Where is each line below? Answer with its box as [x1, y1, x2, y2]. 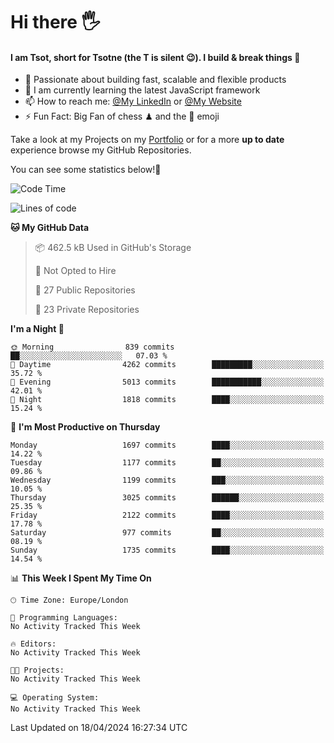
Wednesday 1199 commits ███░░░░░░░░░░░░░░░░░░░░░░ [10, 475, 325, 486]
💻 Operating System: [10, 693, 100, 703]
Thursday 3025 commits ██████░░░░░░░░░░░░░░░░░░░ [10, 493, 325, 503]
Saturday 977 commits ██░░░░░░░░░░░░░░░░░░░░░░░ [10, 528, 325, 538]
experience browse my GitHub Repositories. [10, 144, 192, 156]
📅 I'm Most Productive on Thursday [10, 421, 161, 433]
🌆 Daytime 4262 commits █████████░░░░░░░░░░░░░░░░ [10, 360, 325, 370]
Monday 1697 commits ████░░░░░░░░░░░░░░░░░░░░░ [10, 440, 325, 451]
